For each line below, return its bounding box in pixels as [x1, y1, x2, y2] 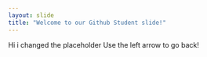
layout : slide [8, 11, 55, 20]
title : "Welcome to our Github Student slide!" [8, 19, 167, 27]
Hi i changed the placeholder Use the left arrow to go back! [8, 40, 200, 49]
